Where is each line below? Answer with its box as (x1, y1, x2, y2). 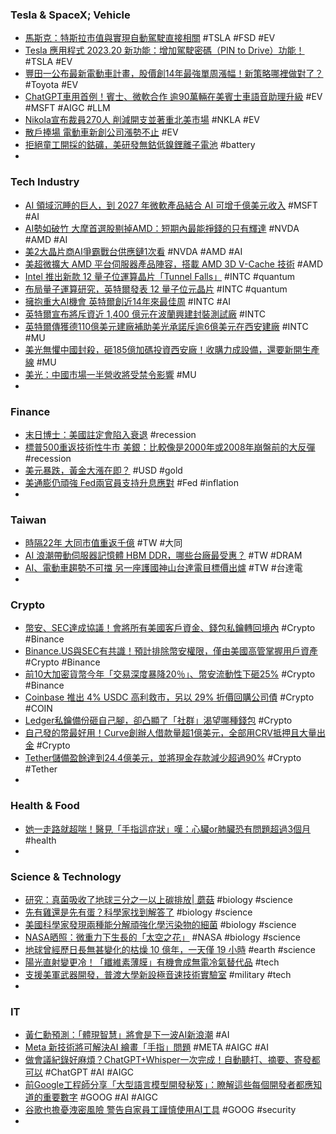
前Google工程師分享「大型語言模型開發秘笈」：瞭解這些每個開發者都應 (24, 1079, 314, 1091)
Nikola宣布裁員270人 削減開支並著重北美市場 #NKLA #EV (24, 114, 260, 126)
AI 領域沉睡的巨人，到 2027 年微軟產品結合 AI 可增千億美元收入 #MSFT (24, 199, 318, 211)
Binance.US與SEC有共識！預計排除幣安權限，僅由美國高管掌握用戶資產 (24, 645, 318, 657)
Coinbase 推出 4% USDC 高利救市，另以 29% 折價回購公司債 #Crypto (24, 691, 315, 703)
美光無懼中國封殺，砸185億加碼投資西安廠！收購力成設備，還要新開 (24, 343, 303, 355)
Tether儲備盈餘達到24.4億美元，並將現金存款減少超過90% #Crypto (24, 752, 302, 764)
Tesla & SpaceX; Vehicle (10, 8, 131, 22)
